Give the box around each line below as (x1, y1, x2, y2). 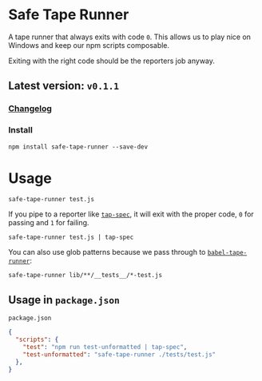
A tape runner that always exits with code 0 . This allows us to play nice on (8, 32, 252, 42)
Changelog (8, 103, 52, 114)
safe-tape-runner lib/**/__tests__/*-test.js (8, 272, 162, 280)
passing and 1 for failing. (8, 218, 89, 228)
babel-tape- (207, 249, 248, 257)
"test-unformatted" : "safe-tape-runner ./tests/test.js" (22, 350, 216, 359)
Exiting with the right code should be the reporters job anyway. (8, 56, 216, 65)
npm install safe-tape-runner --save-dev (8, 142, 149, 151)
